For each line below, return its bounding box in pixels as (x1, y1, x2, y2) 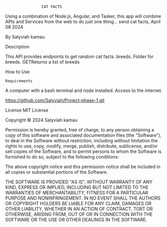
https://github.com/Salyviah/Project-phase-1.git (5, 98, 105, 103)
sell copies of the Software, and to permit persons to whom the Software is (5, 148, 162, 154)
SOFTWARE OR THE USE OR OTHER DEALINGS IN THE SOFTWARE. (5, 217, 147, 222)
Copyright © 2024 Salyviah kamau (5, 117, 77, 123)
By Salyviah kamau (5, 34, 45, 40)
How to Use (5, 69, 30, 75)
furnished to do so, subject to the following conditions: (5, 154, 119, 159)
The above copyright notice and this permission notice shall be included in (5, 164, 160, 170)
